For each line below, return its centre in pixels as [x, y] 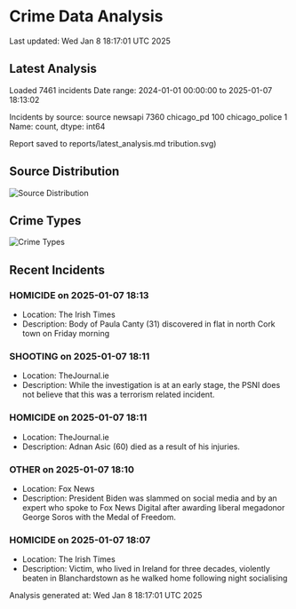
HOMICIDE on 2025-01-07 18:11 [78, 417]
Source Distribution [64, 172]
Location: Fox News [58, 488]
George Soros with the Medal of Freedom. [99, 517]
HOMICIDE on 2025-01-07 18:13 [79, 295]
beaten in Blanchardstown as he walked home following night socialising [155, 578]
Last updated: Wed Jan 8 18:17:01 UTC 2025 [90, 41]
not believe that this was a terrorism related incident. [118, 395]
